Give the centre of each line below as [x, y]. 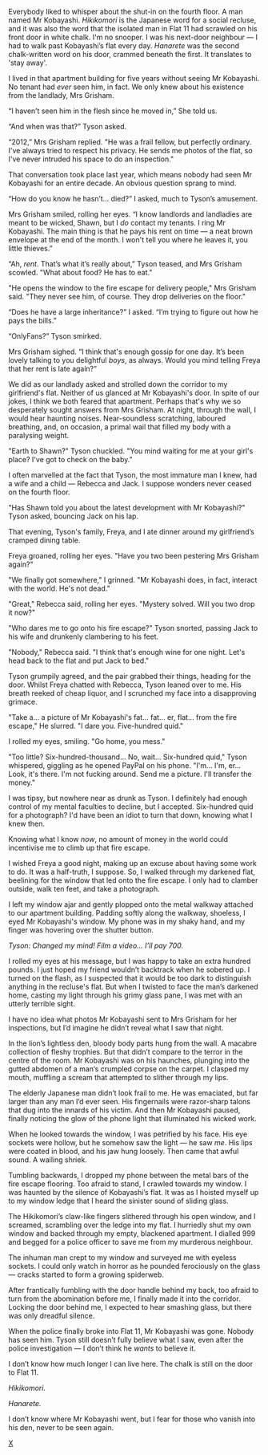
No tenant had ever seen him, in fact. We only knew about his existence [126, 87]
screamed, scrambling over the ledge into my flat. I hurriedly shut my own [130, 1225]
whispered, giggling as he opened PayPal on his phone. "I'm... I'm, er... [125, 765]
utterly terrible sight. [42, 1004]
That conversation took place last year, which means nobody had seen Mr [130, 175]
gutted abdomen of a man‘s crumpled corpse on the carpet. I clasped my [129, 1069]
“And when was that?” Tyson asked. [67, 126]
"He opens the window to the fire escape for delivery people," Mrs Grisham [132, 288]
